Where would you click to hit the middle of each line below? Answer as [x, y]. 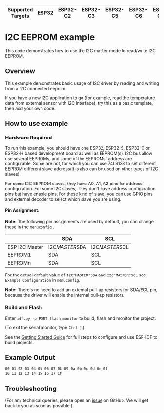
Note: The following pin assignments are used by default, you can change [79, 221]
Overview [20, 71]
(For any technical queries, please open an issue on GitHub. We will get [77, 400]
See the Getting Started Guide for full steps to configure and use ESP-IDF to [81, 337]
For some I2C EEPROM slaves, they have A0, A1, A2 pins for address [74, 184]
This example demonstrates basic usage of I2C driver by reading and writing [82, 83]
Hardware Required [29, 138]
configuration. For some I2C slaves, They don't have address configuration [80, 189]
